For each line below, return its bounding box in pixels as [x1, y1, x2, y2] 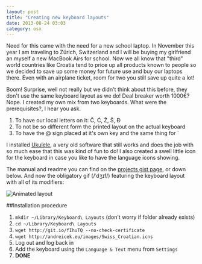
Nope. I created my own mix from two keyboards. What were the [6, 99, 167, 106]
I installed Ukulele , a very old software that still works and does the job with [6, 141, 194, 148]
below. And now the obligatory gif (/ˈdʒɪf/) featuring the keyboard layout [6, 172, 185, 180]
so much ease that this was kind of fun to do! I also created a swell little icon [6, 148, 196, 155]
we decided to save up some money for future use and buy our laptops [6, 68, 183, 75]
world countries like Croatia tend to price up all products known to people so [6, 61, 197, 69]
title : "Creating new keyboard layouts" [6, 14, 110, 20]
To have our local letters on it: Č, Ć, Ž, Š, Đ [14, 117, 121, 124]
